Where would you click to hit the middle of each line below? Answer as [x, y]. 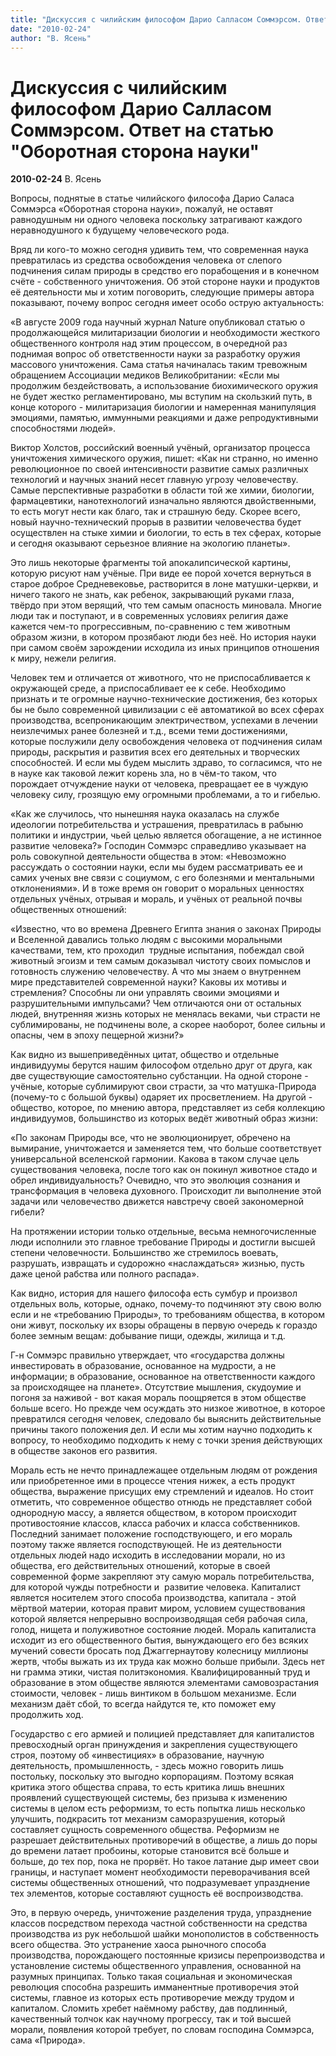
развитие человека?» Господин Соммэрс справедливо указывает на [158, 846]
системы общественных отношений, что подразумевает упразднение [160, 1883]
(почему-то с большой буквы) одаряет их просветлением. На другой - [161, 1097]
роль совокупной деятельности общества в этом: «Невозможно [148, 857]
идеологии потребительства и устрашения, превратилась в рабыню [157, 825]
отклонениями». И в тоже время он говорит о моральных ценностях [157, 888]
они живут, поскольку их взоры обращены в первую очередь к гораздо [164, 1325]
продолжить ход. [47, 1715]
